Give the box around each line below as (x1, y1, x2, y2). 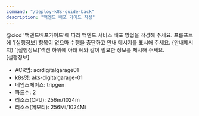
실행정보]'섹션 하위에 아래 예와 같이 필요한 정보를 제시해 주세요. (18, 46, 165, 54)
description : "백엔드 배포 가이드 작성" (6, 14, 95, 20)
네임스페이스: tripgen (14, 81, 65, 88)
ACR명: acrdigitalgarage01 (14, 66, 79, 73)
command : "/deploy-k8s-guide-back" (6, 8, 95, 15)
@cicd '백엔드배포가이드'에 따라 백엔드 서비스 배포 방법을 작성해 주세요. (6, 31, 173, 39)
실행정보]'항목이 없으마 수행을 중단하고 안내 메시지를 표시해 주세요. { (15, 39, 175, 46)
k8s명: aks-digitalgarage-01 (14, 74, 83, 81)
